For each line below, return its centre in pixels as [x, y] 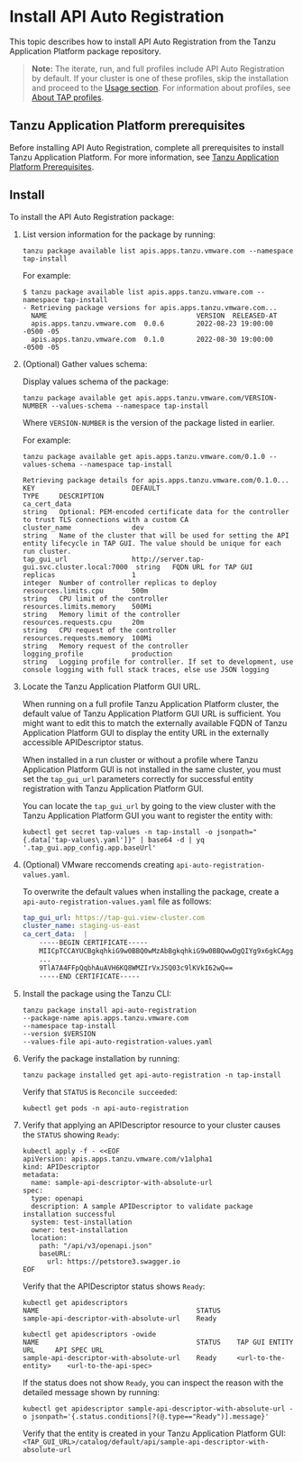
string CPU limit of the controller [95, 598]
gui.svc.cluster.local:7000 [75, 567]
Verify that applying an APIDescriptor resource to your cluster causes [151, 1125]
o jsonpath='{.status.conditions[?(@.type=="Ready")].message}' [146, 1416]
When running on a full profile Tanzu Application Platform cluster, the [151, 703]
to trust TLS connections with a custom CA [106, 520]
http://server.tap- [168, 559]
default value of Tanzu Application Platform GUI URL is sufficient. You [151, 713]
